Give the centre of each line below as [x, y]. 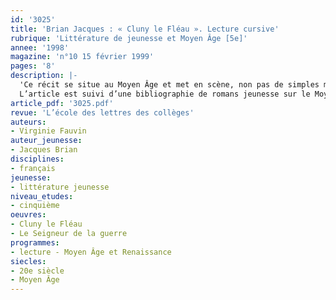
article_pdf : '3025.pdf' [62, 103]
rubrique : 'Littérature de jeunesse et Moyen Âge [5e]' [129, 38]
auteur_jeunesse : [46, 141]
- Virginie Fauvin [48, 131]
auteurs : [28, 122]
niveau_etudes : [42, 196]
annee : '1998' [40, 47]
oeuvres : [28, 215]
